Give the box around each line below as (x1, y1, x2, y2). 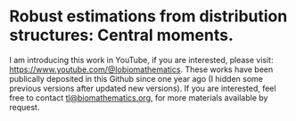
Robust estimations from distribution (9, 6, 288, 27)
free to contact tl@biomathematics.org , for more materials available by (9, 92, 268, 103)
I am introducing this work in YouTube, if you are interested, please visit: (9, 54, 274, 65)
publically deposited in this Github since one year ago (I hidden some (9, 73, 263, 84)
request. (9, 101, 40, 112)
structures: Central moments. (9, 25, 234, 45)
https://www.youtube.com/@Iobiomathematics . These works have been (9, 64, 274, 75)
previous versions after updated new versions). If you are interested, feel (9, 83, 276, 93)
